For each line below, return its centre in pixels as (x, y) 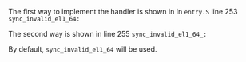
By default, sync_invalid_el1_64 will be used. (83, 49)
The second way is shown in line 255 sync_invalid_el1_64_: (108, 34)
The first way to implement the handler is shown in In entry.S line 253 (123, 12)
